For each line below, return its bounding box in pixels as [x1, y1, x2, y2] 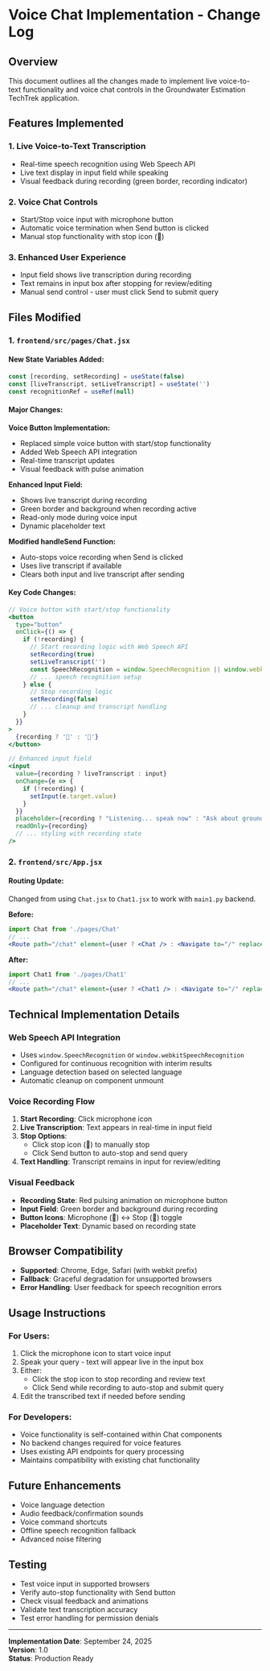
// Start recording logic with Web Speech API [29, 643, 189, 651]
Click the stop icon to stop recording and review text [31, 1375, 206, 1384]
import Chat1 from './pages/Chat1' [8, 970, 128, 978]
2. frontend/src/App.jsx [8, 856, 103, 867]
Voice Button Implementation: [8, 423, 111, 432]
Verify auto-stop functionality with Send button [19, 1588, 176, 1598]
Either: [19, 1366, 42, 1375]
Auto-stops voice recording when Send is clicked [19, 552, 183, 561]
